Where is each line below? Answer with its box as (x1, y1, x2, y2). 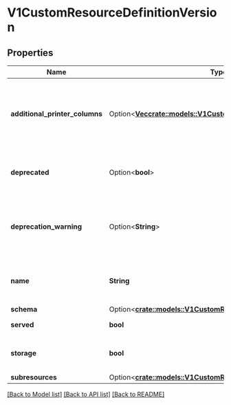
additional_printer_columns (10, 109, 103, 118)
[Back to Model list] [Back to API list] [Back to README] (7, 391, 165, 398)
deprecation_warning (10, 222, 82, 231)
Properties (7, 47, 54, 59)
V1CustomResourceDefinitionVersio (7, 5, 218, 21)
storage (10, 349, 36, 357)
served (10, 320, 34, 329)
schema (10, 304, 38, 314)
